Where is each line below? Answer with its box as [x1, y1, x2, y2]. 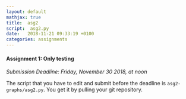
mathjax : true [6, 14, 42, 20]
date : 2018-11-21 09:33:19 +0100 [6, 31, 94, 37]
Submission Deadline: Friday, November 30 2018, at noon [6, 68, 147, 75]
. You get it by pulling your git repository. [43, 86, 143, 93]
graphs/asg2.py [6, 87, 44, 93]
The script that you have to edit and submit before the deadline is [6, 80, 166, 87]
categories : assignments [6, 36, 68, 42]
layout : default [6, 8, 46, 15]
